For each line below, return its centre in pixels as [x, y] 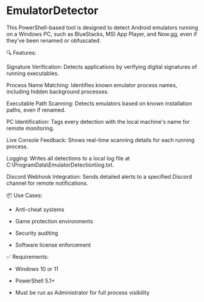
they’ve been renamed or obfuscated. [54, 40]
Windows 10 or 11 [37, 268]
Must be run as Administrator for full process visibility [82, 292]
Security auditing [37, 233]
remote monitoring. [30, 128]
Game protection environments [54, 221]
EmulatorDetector [52, 11]
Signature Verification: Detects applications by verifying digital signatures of [102, 67]
